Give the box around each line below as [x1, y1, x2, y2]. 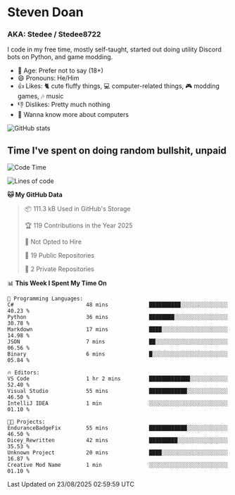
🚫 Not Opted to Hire [24, 237, 82, 246]
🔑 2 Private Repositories [24, 265, 95, 273]
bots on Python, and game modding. [7, 53, 113, 61]
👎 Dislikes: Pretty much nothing [17, 100, 110, 109]
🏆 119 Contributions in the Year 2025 [24, 221, 133, 230]
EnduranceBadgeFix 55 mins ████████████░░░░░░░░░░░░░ [7, 425, 229, 432]
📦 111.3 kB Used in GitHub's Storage [24, 205, 132, 213]
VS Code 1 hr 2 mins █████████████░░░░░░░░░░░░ [7, 375, 229, 382]
